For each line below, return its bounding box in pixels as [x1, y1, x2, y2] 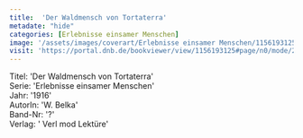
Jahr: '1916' [9, 91, 52, 101]
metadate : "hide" [9, 22, 75, 30]
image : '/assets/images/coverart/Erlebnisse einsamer [9, 38, 216, 47]
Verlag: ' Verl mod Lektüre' [9, 118, 109, 130]
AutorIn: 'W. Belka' [9, 99, 78, 110]
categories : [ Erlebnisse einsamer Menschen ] [9, 30, 179, 39]
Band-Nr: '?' [9, 109, 55, 120]
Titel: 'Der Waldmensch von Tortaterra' [9, 71, 154, 82]
